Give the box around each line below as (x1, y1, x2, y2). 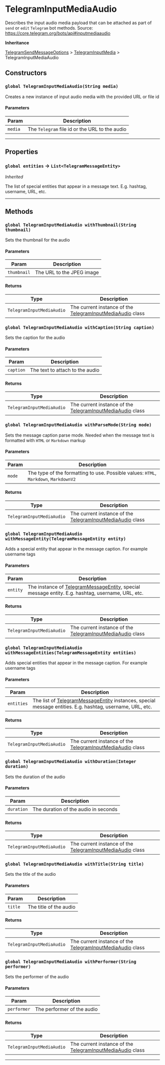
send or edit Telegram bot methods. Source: (5, 25, 93, 31)
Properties (5, 148, 38, 156)
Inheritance (5, 39, 29, 45)
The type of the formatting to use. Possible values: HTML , (27, 469, 157, 476)
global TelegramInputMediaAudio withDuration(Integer (5, 759, 137, 764)
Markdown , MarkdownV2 (27, 476, 76, 482)
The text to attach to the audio (30, 367, 100, 374)
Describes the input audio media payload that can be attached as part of (5, 20, 152, 26)
